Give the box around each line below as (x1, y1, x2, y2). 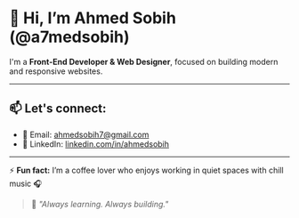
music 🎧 (9, 178, 43, 189)
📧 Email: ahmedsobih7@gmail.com (21, 129, 149, 140)
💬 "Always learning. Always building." (30, 198, 169, 209)
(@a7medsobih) (9, 27, 131, 47)
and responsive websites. (9, 66, 103, 77)
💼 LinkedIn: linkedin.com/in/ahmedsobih (21, 138, 170, 149)
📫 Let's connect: (9, 101, 107, 117)
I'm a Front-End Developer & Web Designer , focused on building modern (9, 56, 279, 67)
